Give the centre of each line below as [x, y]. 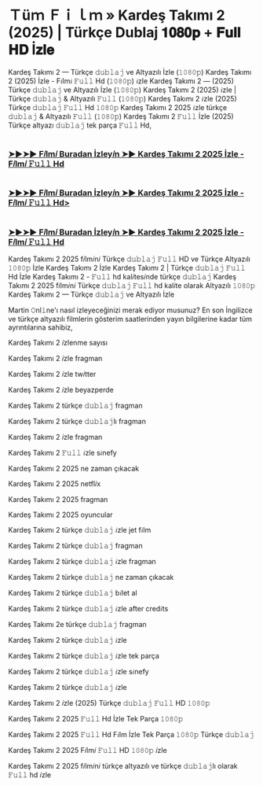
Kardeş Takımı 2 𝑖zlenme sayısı [58, 342]
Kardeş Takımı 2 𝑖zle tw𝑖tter [52, 374]
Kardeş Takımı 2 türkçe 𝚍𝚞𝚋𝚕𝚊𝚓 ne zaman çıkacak [91, 577]
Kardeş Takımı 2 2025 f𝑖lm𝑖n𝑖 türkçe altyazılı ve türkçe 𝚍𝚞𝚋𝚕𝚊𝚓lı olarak [123, 766]
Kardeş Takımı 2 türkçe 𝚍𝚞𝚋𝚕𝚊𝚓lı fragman [77, 421]
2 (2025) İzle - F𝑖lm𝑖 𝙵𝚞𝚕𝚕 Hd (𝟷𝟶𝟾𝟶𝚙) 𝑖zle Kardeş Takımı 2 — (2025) [121, 81]
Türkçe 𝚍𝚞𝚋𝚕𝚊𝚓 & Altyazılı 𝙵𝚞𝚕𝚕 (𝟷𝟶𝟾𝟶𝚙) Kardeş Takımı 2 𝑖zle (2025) [122, 98]
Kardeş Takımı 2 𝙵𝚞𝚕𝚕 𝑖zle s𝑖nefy [63, 452]
